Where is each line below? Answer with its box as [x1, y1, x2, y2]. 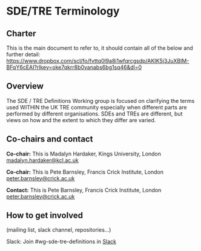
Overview [6, 81, 44, 91]
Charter [6, 28, 36, 39]
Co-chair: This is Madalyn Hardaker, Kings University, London [6, 150, 162, 157]
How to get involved [6, 210, 84, 221]
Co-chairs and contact [6, 134, 93, 145]
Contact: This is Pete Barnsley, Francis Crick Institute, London [6, 186, 162, 194]
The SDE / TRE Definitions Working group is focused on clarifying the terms [6, 97, 195, 104]
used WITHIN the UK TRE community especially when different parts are [6, 103, 187, 111]
